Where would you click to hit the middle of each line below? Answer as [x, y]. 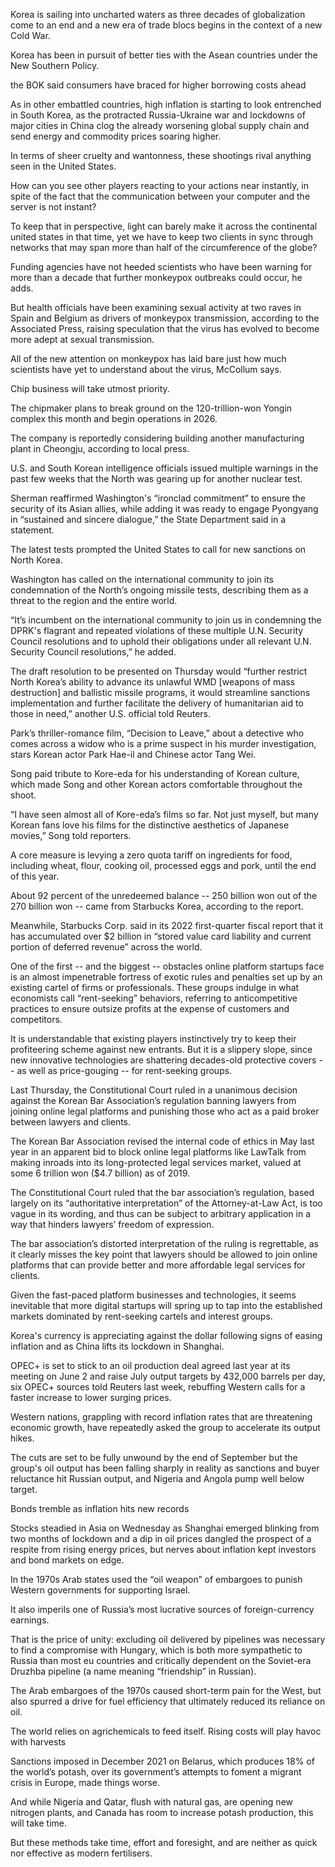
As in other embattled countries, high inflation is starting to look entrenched [166, 104]
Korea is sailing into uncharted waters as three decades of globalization [158, 14]
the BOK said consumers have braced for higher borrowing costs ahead [158, 85]
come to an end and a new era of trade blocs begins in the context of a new [166, 25]
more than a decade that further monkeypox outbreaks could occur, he [156, 277]
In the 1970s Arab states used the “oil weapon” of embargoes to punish [156, 1579]
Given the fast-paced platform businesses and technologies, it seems [153, 1295]
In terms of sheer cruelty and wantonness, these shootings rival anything [161, 155]
